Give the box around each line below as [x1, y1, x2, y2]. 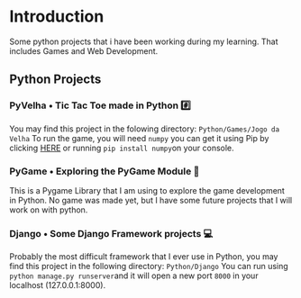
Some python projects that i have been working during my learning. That [9, 36, 278, 47]
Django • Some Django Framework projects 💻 [9, 227, 214, 239]
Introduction [9, 6, 105, 27]
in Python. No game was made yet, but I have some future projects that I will [9, 194, 293, 205]
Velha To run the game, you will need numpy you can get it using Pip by [9, 132, 269, 143]
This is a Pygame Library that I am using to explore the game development [9, 185, 286, 195]
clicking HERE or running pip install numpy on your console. [9, 142, 234, 153]
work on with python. [9, 204, 88, 215]
